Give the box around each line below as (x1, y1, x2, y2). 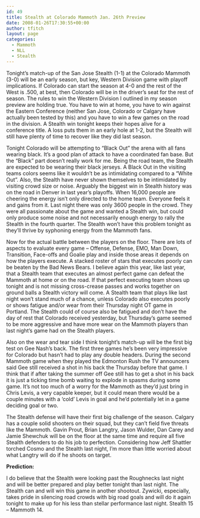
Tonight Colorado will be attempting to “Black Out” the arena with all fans (6, 144, 186, 151)
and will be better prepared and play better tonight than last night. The (6, 480, 179, 488)
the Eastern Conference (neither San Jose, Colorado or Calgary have (6, 107, 176, 114)
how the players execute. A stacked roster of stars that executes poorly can (6, 257, 193, 264)
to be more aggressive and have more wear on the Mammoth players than (6, 320, 188, 328)
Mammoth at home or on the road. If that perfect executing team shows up (6, 276, 190, 283)
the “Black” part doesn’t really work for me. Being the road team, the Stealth (6, 157, 193, 164)
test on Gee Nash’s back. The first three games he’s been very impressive (6, 345, 187, 352)
